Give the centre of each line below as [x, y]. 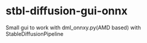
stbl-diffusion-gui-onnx [67, 11]
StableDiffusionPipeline [35, 33]
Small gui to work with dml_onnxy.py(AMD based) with [73, 27]
